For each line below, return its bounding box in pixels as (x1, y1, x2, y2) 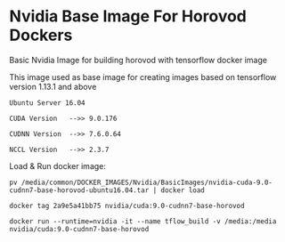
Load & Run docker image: (9, 160, 107, 171)
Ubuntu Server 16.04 (9, 98, 86, 108)
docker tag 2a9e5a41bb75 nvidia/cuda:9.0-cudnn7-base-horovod (9, 201, 245, 210)
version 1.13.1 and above (9, 81, 97, 92)
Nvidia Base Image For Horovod (9, 6, 247, 27)
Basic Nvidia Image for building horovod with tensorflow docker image (9, 54, 267, 65)
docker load (160, 185, 205, 195)
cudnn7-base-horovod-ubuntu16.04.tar (9, 185, 150, 195)
